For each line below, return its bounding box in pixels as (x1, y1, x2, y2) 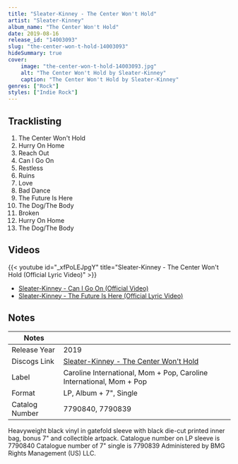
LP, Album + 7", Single (63, 388, 138, 398)
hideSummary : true (8, 50, 62, 57)
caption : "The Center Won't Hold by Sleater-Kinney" (20, 75, 179, 83)
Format (11, 388, 35, 398)
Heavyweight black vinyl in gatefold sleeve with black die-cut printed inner (8, 426, 225, 434)
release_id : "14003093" (8, 37, 78, 44)
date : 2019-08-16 (8, 30, 59, 37)
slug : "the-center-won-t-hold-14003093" (8, 43, 129, 50)
